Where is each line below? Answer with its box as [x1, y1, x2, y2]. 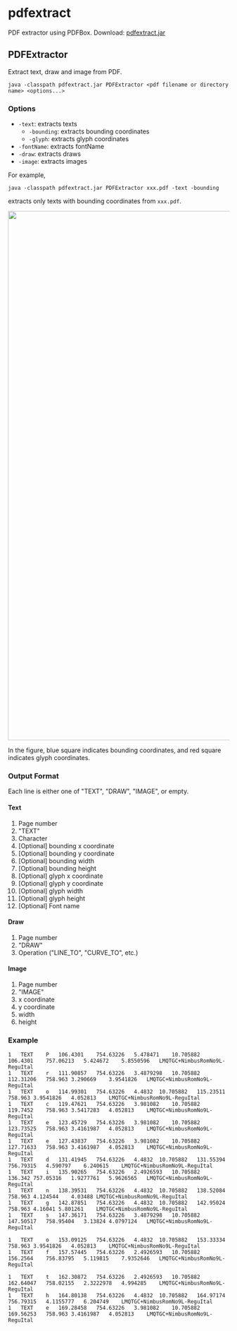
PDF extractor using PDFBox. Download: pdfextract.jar [8, 28, 166, 37]
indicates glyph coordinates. [8, 754, 91, 762]
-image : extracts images [18, 157, 87, 166]
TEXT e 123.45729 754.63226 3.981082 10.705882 [20, 1119, 200, 1126]
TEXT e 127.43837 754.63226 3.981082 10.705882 [20, 1138, 200, 1145]
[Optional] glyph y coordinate [18, 879, 104, 887]
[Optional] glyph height [18, 894, 86, 903]
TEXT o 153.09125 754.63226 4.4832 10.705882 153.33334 [20, 1236, 226, 1243]
